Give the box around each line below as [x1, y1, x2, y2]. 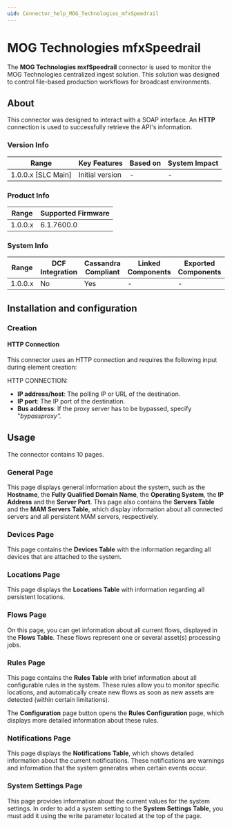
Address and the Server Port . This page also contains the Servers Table [7, 497, 215, 506]
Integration [40, 267, 78, 277]
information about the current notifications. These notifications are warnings [7, 757, 224, 765]
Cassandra [84, 258, 121, 268]
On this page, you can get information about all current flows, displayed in [7, 626, 217, 634]
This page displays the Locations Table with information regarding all [7, 585, 205, 594]
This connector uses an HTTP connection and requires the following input [7, 355, 217, 363]
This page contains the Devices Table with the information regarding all [7, 545, 211, 553]
